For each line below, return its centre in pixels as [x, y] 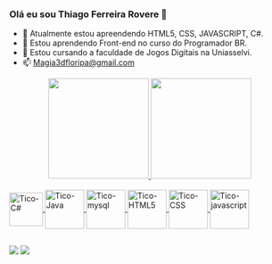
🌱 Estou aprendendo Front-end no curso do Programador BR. [135, 43]
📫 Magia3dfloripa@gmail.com [78, 62]
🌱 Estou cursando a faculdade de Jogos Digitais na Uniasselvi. [137, 53]
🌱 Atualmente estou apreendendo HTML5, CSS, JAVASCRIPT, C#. [143, 34]
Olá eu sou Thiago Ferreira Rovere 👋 [88, 14]
